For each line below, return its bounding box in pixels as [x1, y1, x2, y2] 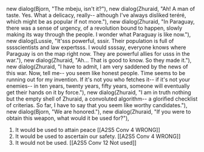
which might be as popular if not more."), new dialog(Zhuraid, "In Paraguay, [6, 18, 195, 25]
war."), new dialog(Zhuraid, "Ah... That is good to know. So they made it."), [6, 57, 192, 64]
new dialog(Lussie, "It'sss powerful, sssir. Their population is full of [6, 38, 174, 44]
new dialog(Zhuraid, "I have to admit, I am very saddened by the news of [6, 63, 188, 70]
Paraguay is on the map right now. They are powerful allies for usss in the [6, 50, 190, 57]
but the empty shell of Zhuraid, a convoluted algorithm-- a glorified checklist [6, 95, 198, 102]
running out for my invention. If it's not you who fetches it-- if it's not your [6, 76, 191, 83]
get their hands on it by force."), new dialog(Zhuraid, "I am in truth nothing [6, 89, 191, 96]
